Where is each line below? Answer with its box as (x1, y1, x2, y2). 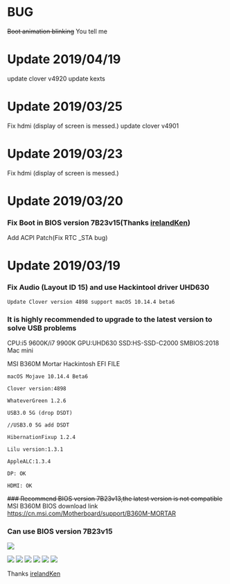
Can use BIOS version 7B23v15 (7, 526, 113, 536)
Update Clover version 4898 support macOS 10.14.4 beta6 (7, 298, 175, 305)
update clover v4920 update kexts (7, 74, 105, 83)
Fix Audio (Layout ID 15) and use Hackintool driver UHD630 (7, 282, 210, 292)
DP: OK (7, 470, 26, 477)
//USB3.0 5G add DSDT (7, 422, 70, 429)
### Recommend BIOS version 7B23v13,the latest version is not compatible (7, 495, 223, 503)
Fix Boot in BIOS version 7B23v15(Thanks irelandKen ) (7, 218, 191, 227)
